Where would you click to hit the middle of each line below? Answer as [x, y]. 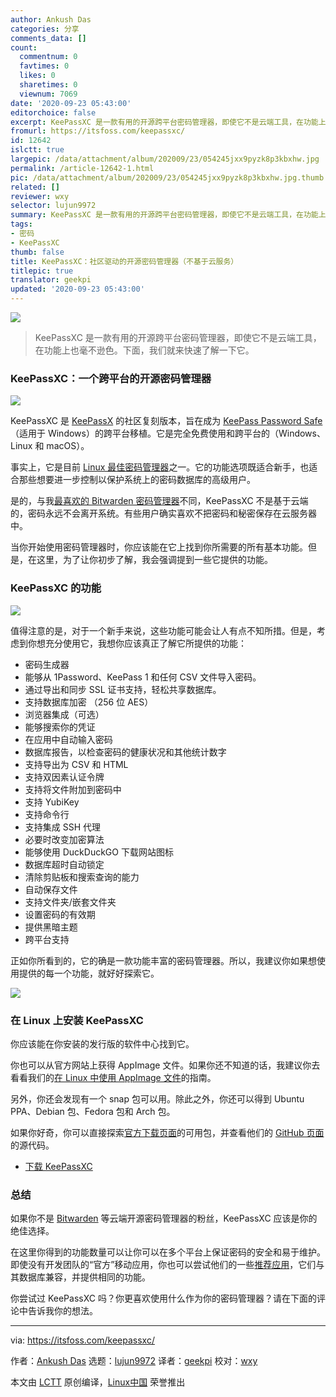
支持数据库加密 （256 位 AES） [89, 702]
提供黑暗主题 [51, 927]
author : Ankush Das [51, 19]
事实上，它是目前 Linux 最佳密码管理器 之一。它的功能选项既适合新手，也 [160, 467]
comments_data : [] [48, 38]
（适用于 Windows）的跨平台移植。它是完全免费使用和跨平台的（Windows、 [168, 433]
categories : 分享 [45, 29]
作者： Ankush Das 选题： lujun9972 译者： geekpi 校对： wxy [134, 1361]
